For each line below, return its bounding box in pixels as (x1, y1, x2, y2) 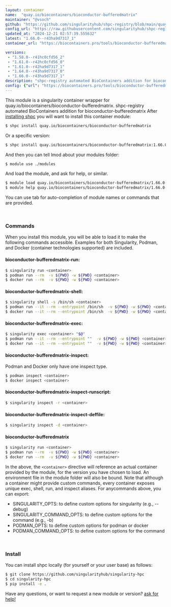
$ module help (5, 185, 36, 190)
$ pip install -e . (5, 581, 47, 587)
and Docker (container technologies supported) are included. (5, 245, 134, 251)
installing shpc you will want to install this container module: (5, 113, 131, 119)
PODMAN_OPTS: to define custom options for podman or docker (12, 522, 149, 528)
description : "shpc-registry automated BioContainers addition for (5, 79, 152, 84)
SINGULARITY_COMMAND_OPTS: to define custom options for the (12, 511, 153, 518)
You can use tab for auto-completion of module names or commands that (5, 194, 159, 200)
